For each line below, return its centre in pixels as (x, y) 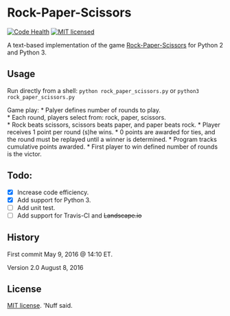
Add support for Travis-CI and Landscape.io (79, 215)
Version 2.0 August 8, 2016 (45, 267)
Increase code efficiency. (53, 192)
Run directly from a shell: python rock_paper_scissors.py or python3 (103, 90)
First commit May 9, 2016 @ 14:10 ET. (60, 254)
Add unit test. (36, 207)
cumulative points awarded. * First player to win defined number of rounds (113, 147)
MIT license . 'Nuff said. (40, 306)
